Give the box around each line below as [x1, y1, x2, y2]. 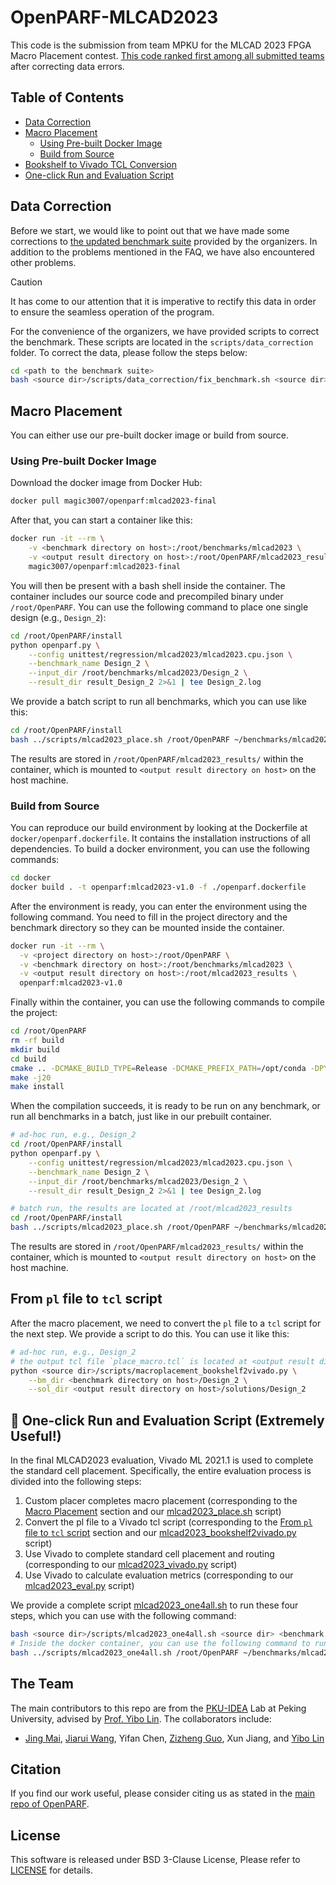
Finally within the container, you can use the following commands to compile [10, 996, 325, 1008]
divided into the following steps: [10, 1476, 142, 1488]
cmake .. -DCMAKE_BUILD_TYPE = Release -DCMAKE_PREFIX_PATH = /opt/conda [10, 1063, 307, 1073]
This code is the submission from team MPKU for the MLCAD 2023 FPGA [10, 39, 312, 51]
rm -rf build [10, 1036, 65, 1046]
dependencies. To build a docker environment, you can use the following [10, 843, 310, 855]
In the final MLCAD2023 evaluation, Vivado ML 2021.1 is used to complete [10, 1454, 314, 1466]
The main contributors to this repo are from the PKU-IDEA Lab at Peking [10, 1702, 307, 1714]
